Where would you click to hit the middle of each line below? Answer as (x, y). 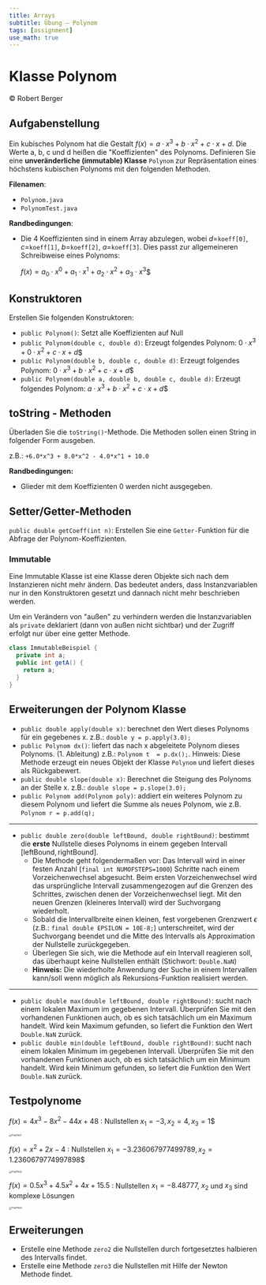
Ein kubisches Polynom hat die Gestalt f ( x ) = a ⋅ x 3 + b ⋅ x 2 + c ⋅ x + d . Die (128, 143)
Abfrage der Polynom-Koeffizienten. (68, 539)
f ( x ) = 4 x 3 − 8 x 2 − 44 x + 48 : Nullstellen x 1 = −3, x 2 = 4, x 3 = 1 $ (112, 1122)
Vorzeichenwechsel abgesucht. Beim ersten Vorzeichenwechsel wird (144, 877)
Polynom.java (42, 200)
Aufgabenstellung (54, 123)
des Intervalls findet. (54, 1257)
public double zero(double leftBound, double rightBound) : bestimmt (135, 835)
